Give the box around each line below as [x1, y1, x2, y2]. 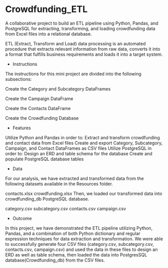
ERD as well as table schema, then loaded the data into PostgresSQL [5, 251, 147, 257]
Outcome [12, 215, 32, 221]
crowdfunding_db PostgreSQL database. [5, 196, 90, 202]
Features [12, 125, 31, 131]
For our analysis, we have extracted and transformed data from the [5, 175, 144, 182]
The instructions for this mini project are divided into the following [5, 70, 142, 76]
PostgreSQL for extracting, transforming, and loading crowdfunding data [5, 25, 156, 31]
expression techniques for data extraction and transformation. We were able [5, 235, 163, 242]
